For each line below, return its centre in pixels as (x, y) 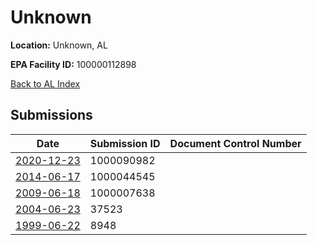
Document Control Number (235, 143)
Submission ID (125, 143)
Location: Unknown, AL (59, 45)
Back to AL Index (45, 83)
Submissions (51, 115)
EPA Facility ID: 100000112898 (73, 64)
